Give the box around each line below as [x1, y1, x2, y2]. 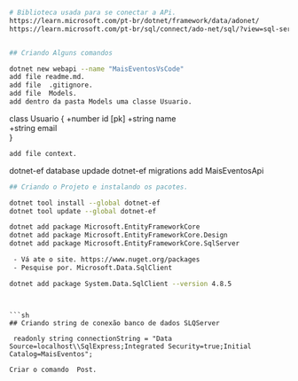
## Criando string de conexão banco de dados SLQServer [9, 318, 220, 328]
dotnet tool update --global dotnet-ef [9, 206, 157, 215]
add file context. [9, 149, 77, 158]
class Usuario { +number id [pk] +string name [9, 113, 176, 124]
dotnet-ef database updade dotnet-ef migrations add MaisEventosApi [9, 165, 264, 175]
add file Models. [9, 89, 77, 98]
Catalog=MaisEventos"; [9, 349, 93, 359]
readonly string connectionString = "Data [12, 334, 173, 343]
